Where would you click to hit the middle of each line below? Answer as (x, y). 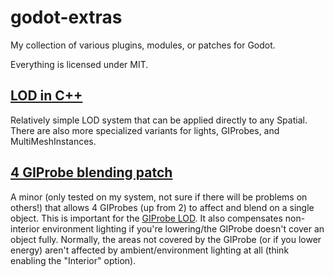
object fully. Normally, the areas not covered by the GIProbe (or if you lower (166, 239)
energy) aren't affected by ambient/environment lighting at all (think (150, 250)
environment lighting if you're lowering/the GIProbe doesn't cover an (183, 228)
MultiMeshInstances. (53, 141)
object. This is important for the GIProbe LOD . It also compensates (146, 218)
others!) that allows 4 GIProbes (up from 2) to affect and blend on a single (162, 207)
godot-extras (66, 17)
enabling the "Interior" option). (73, 260)
